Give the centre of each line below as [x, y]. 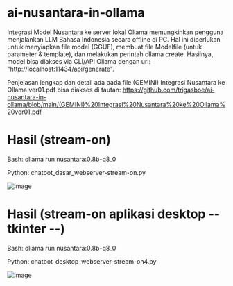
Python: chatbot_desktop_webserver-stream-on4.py [82, 261]
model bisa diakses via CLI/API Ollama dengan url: [79, 61]
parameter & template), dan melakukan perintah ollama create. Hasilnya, [110, 54]
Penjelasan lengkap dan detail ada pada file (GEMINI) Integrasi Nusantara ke [116, 82]
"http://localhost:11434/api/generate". [61, 69]
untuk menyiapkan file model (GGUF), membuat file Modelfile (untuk [105, 47]
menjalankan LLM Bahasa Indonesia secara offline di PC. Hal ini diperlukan [114, 39]
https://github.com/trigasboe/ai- [169, 90]
